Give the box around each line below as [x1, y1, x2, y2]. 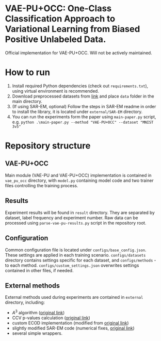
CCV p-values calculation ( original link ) [12, 315, 91, 321]
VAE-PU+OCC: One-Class [5, 3, 112, 14]
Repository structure [5, 140, 91, 151]
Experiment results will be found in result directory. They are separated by [5, 210, 155, 215]
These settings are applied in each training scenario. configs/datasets [5, 252, 146, 258]
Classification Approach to [5, 13, 115, 24]
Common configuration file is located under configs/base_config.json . [5, 247, 146, 253]
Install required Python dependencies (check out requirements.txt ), [12, 83, 148, 89]
